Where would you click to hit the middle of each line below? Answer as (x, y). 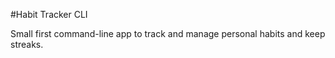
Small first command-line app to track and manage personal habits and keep (168, 33)
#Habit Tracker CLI (49, 14)
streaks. (27, 44)
